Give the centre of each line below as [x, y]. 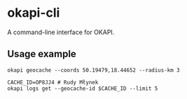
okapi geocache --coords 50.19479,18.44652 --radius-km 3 [93, 70]
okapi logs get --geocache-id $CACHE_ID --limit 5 [83, 89]
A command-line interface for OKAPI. [61, 32]
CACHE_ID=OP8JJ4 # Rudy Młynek [53, 82]
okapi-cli [34, 13]
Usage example [42, 54]
